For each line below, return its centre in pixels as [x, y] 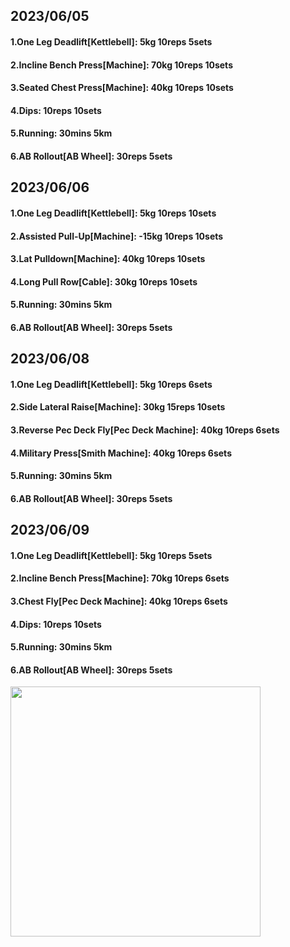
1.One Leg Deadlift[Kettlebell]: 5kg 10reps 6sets [111, 384]
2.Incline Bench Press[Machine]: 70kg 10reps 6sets [120, 578]
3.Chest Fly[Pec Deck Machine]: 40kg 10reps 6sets [119, 601]
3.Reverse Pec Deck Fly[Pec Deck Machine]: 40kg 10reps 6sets [145, 430]
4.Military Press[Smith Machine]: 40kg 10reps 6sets [121, 453]
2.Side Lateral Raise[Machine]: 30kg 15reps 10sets [118, 407]
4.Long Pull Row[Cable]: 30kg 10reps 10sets [104, 281]
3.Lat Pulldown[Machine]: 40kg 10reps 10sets [108, 259]
